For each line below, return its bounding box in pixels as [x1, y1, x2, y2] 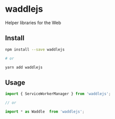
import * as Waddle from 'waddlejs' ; [5, 109, 85, 114]
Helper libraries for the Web [5, 20, 61, 26]
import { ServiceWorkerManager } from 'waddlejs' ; [5, 91, 111, 96]
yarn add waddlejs [5, 65, 43, 70]
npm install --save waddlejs [5, 47, 65, 52]
